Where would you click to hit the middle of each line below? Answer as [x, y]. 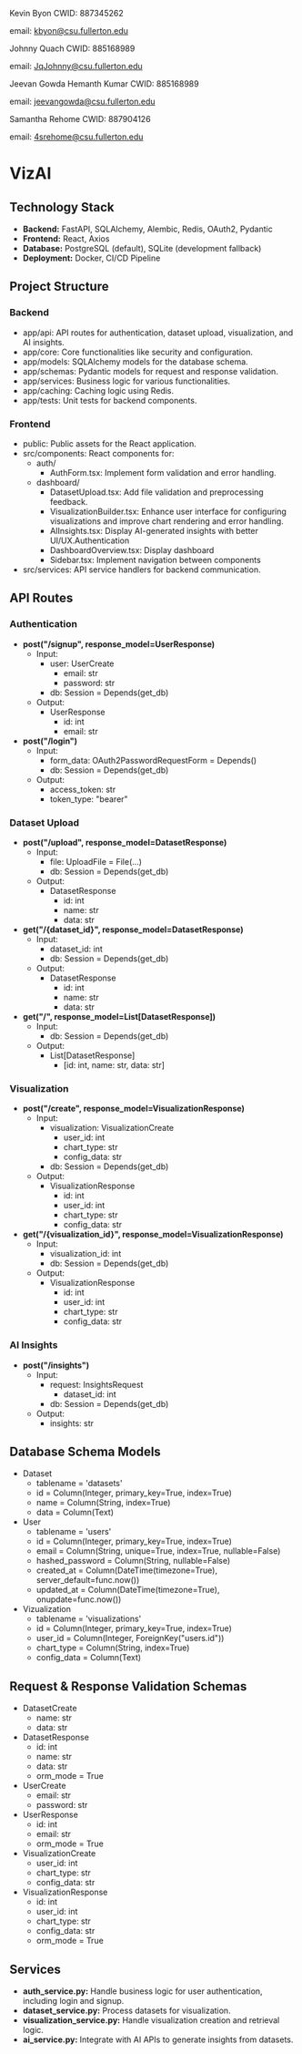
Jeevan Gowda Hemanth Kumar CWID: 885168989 [104, 84]
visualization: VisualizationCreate [112, 1128]
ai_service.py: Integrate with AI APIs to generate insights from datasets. [158, 2039]
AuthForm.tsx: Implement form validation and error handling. [163, 472]
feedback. [69, 501]
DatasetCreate [50, 1709]
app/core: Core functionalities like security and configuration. [137, 352]
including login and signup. [73, 2001]
